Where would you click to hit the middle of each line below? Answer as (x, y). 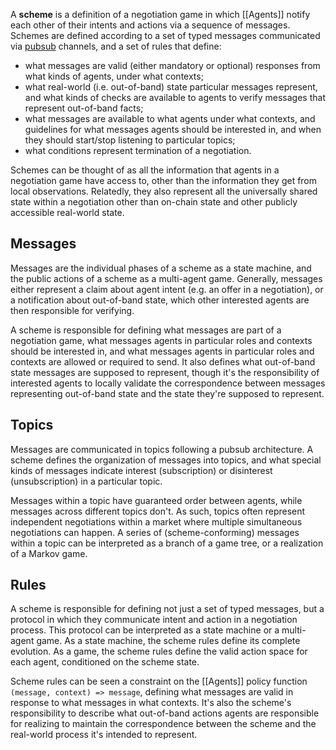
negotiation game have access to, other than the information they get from (164, 180)
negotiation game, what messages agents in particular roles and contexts (161, 340)
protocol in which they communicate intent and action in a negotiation (154, 620)
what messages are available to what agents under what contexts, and (170, 118)
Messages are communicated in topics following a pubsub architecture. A (162, 449)
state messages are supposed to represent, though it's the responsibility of (165, 372)
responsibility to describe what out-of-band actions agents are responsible (165, 713)
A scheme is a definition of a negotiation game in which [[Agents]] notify (160, 14)
